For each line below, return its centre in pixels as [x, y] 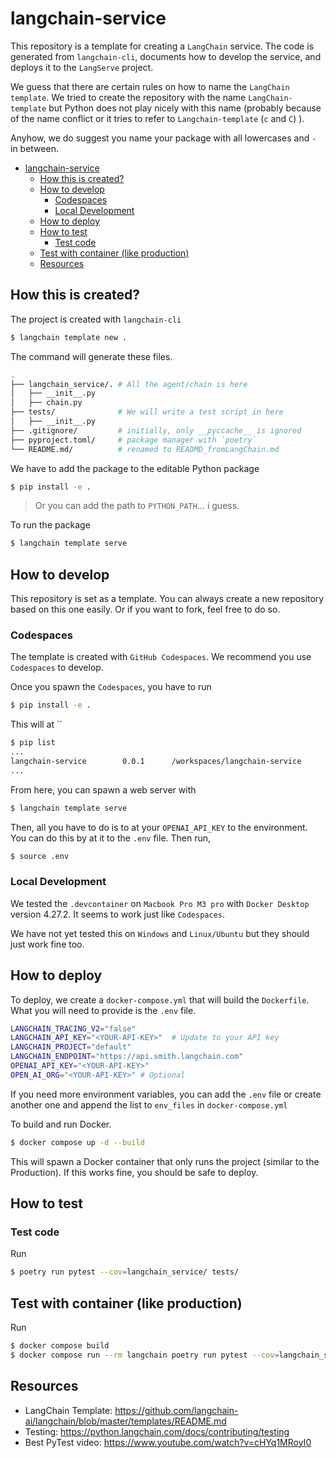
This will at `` [36, 724]
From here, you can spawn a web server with [103, 789]
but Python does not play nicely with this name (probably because [185, 108]
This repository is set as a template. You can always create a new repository [167, 599]
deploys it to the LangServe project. [82, 67]
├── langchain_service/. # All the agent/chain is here [129, 384]
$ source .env [40, 856]
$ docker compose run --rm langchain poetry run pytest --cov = [145, 1355]
